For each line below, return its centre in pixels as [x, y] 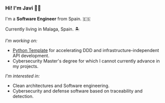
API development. [31, 56]
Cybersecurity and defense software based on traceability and [77, 91]
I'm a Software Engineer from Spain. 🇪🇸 [48, 19]
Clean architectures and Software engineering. [61, 86]
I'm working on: [21, 41]
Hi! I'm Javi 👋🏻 [23, 8]
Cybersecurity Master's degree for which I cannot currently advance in [86, 61]
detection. [23, 96]
